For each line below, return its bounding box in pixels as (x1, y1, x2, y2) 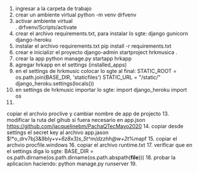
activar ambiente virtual (15, 18, 73, 24)
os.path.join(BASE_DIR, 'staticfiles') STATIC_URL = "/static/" (15, 74, 161, 81)
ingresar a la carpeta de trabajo (15, 5, 92, 12)
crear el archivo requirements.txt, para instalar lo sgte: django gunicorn (15, 30, 189, 37)
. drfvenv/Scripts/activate (15, 24, 77, 31)
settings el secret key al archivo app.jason (6, 129, 109, 136)
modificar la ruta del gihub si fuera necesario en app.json (6, 117, 146, 123)
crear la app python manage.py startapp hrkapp (15, 55, 132, 62)
